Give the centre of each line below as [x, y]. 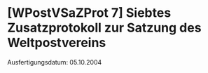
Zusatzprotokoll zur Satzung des [104, 28]
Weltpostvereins [57, 43]
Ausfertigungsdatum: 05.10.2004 [55, 62]
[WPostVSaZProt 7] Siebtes [89, 13]
